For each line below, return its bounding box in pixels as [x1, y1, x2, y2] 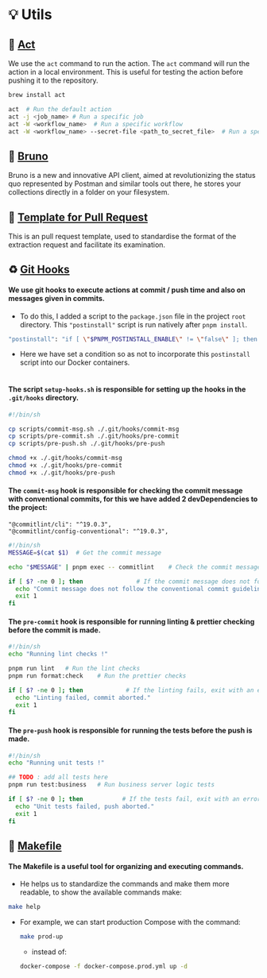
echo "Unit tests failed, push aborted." [15, 802, 155, 810]
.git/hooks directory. [8, 393, 79, 403]
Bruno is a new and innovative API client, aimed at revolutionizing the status [8, 171, 256, 180]
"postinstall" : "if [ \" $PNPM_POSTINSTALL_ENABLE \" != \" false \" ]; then [8, 335, 258, 343]
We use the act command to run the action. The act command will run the [8, 59, 250, 68]
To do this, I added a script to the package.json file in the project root [19, 311, 246, 321]
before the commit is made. [8, 625, 101, 635]
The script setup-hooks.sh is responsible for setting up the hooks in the [8, 385, 246, 394]
